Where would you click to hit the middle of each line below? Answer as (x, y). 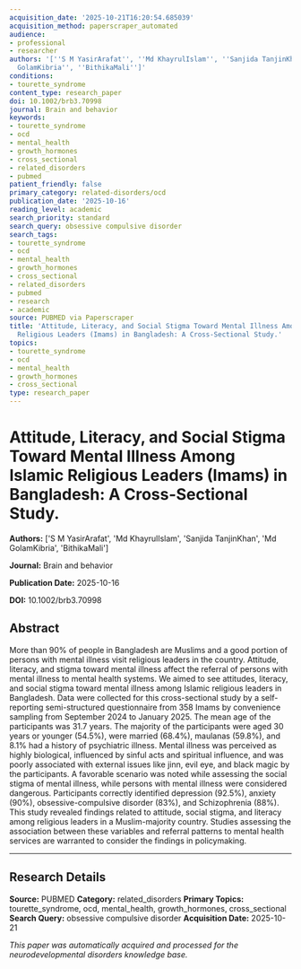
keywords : (28, 118)
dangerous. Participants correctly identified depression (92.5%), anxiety (142, 793)
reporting (26, 707)
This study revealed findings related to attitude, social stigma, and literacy (146, 812)
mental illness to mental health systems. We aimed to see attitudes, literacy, (149, 678)
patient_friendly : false (56, 185)
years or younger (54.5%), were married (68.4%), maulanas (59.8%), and (145, 736)
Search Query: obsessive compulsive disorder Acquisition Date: (129, 918)
